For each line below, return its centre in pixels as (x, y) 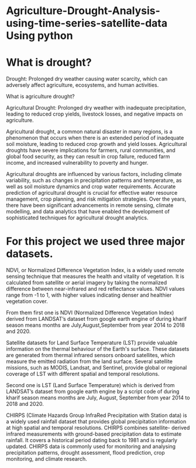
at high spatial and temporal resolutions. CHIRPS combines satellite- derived (98, 428)
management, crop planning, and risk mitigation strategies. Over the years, (96, 199)
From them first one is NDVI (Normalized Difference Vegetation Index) (90, 313)
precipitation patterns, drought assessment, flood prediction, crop (85, 453)
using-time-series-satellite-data (87, 23)
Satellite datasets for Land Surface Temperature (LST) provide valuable (92, 343)
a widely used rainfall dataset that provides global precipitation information (96, 422)
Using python (39, 36)
